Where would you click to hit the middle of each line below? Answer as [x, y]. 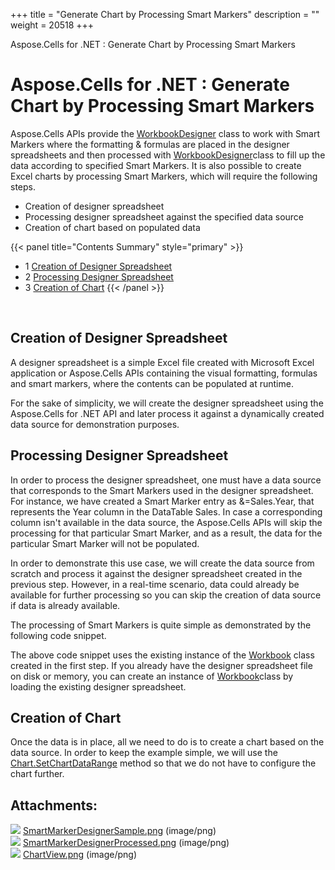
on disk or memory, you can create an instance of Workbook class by [152, 676]
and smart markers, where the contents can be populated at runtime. [152, 383]
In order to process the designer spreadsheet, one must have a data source [166, 480]
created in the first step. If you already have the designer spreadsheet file [161, 665]
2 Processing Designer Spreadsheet [99, 276]
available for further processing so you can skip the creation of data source [166, 595]
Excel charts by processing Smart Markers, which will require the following [164, 176]
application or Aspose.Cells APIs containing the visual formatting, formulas [164, 373]
